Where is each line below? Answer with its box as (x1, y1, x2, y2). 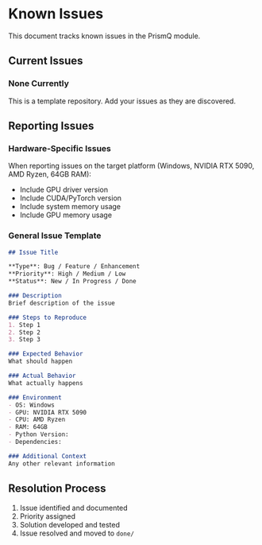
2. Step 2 (8, 328, 41, 337)
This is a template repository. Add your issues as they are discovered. (8, 96, 237, 106)
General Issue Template (8, 230, 102, 241)
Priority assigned (19, 511, 76, 521)
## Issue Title (8, 248, 59, 256)
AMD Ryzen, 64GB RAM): (8, 169, 91, 179)
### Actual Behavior (8, 372, 77, 380)
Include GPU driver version (19, 185, 109, 195)
